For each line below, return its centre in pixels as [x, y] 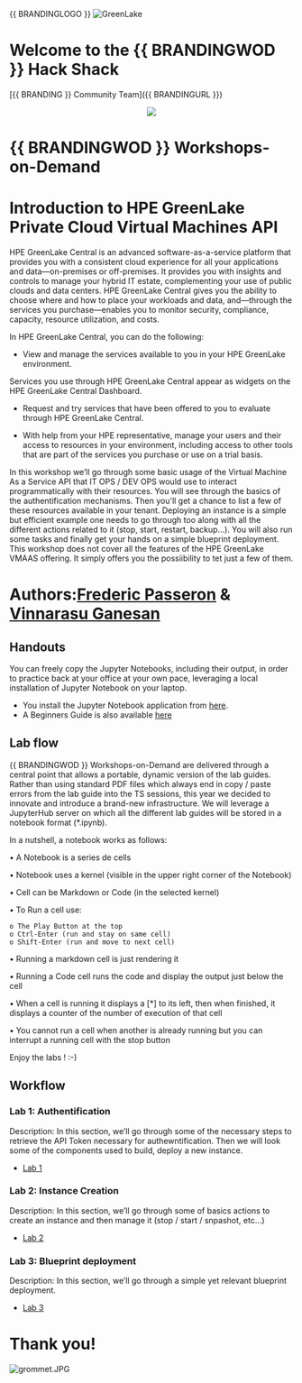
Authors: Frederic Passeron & [120, 595]
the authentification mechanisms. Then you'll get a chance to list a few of [146, 501]
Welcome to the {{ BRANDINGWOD [142, 50]
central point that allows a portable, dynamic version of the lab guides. [140, 774]
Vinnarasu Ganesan [85, 614]
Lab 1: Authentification [60, 1112]
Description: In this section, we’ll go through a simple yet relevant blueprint [148, 1281]
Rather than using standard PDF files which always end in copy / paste [141, 783]
